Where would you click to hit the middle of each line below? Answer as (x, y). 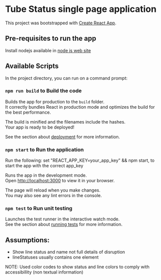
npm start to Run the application (44, 149)
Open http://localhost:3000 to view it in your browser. (60, 181)
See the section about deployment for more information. (63, 137)
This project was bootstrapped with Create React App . (61, 23)
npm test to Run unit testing (39, 209)
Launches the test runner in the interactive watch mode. (63, 219)
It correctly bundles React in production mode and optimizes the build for (80, 107)
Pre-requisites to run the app (51, 38)
